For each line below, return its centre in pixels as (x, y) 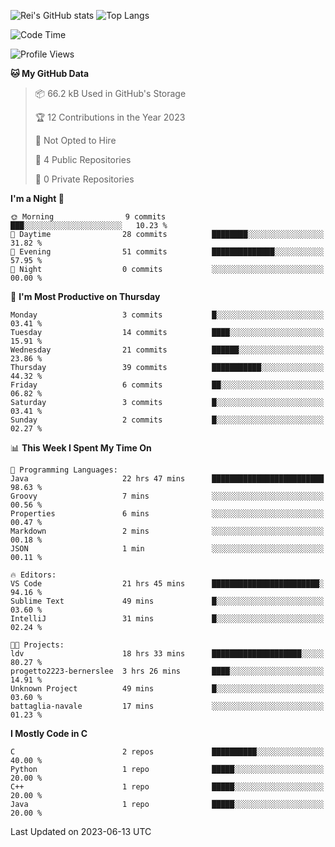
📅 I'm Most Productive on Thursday (85, 296)
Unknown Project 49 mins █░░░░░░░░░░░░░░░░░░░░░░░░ (167, 689)
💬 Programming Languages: (64, 470)
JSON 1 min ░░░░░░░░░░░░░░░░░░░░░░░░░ (167, 549)
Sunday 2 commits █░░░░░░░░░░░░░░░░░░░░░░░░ (167, 420)
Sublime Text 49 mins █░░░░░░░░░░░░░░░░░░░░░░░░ (167, 601)
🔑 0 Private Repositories (84, 179)
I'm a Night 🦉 (37, 198)
